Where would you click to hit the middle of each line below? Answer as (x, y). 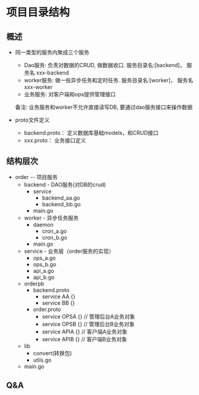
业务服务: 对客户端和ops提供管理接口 (70, 94)
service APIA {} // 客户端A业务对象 (85, 331)
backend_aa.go (61, 198)
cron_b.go (55, 237)
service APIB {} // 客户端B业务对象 (85, 339)
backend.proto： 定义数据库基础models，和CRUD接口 (91, 133)
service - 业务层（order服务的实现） (69, 251)
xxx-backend (52, 73)
